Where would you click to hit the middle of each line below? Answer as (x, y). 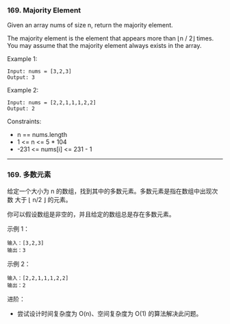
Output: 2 (21, 109)
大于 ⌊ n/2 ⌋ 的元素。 (43, 199)
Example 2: (23, 90)
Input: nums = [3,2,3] (39, 72)
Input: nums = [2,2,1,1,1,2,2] (52, 103)
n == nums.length (42, 135)
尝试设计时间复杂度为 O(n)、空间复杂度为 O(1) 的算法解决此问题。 (110, 313)
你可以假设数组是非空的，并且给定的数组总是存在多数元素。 (91, 214)
